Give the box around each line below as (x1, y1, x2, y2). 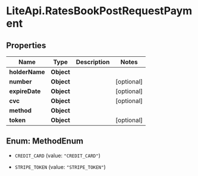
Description (76, 58, 110, 66)
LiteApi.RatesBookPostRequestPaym (6, 4, 193, 18)
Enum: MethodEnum (6, 136, 84, 146)
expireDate (9, 87, 41, 95)
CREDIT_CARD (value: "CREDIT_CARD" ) (14, 152, 101, 159)
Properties (6, 40, 46, 50)
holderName (9, 68, 46, 76)
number (9, 78, 32, 85)
